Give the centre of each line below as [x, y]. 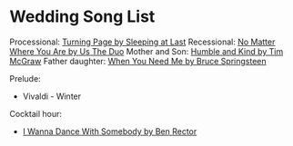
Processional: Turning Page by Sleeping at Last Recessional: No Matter [142, 42]
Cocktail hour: [35, 113]
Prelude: [25, 78]
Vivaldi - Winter [52, 96]
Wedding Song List [82, 17]
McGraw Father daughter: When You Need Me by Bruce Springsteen [138, 61]
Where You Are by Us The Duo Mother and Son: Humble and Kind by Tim [146, 51]
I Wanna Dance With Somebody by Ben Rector [110, 131]
